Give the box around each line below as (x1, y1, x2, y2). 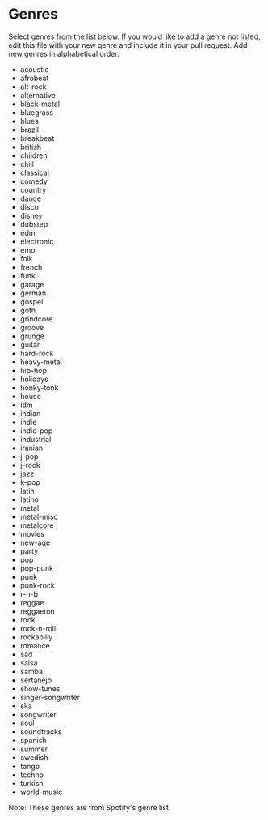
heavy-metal (19, 357, 62, 367)
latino (19, 495, 39, 504)
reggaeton (19, 606, 55, 616)
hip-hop (19, 365, 47, 375)
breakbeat (19, 133, 55, 142)
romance (19, 640, 50, 650)
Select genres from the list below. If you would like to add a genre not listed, (8, 32, 261, 41)
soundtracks (19, 726, 62, 737)
